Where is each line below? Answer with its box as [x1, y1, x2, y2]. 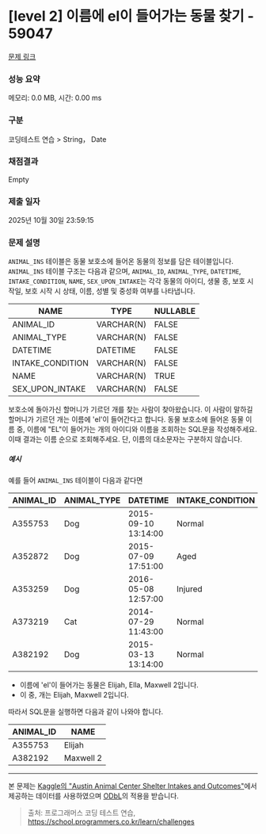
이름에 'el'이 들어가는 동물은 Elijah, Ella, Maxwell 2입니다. [19, 680, 199, 690]
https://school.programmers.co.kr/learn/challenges [27, 817, 196, 827]
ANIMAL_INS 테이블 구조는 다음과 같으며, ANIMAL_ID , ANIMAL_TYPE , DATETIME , [8, 266, 241, 276]
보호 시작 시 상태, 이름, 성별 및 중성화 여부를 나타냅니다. [25, 286, 196, 296]
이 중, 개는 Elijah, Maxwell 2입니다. [19, 691, 129, 700]
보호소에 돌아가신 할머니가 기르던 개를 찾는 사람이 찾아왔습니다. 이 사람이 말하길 [8, 405, 253, 415]
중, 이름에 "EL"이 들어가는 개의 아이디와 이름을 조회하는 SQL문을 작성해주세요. [16, 425, 257, 434]
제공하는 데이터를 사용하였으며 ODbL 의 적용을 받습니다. [8, 791, 180, 801]
